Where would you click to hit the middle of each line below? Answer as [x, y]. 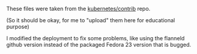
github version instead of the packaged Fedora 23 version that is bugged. [99, 45]
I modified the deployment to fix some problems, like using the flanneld [95, 38]
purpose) [18, 27]
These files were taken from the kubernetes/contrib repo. [78, 9]
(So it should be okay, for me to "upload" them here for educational [91, 20]
